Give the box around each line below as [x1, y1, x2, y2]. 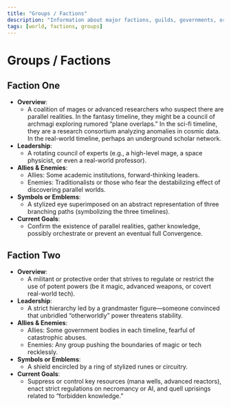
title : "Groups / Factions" [7, 10, 88, 17]
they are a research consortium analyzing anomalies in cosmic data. [27, 127, 221, 135]
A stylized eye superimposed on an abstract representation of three [27, 200, 219, 208]
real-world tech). [27, 289, 76, 298]
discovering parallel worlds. [27, 186, 106, 194]
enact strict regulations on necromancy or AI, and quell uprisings [27, 384, 211, 393]
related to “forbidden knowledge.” [27, 392, 124, 400]
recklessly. [27, 348, 58, 356]
